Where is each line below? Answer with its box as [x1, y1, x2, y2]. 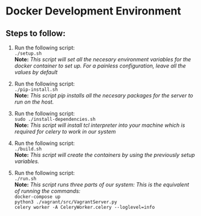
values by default [14, 69, 58, 76]
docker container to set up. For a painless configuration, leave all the [14, 62, 186, 69]
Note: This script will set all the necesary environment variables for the [14, 56, 191, 63]
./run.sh [14, 176, 37, 182]
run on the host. [14, 98, 54, 105]
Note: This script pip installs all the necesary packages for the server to [14, 92, 193, 99]
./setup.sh [14, 51, 42, 57]
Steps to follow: [5, 28, 66, 39]
